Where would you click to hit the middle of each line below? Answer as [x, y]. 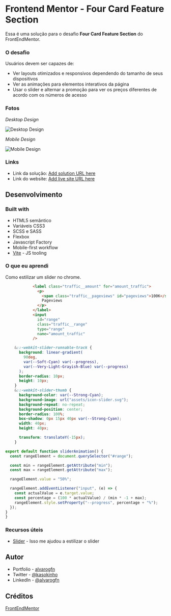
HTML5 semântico [32, 220]
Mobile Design [20, 139]
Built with [17, 209]
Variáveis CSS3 [29, 226]
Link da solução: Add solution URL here [54, 173]
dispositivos [25, 79]
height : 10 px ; [34, 381]
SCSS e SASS [27, 231]
